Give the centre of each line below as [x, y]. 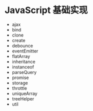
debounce [22, 45]
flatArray [21, 56]
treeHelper [23, 98]
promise [20, 77]
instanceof [23, 67]
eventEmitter [25, 51]
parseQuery [24, 72]
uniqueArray [25, 93]
